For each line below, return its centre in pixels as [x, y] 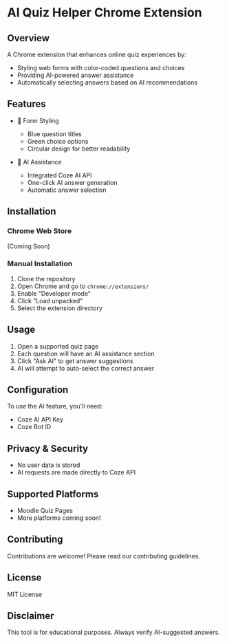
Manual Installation [40, 264]
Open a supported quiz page [58, 346]
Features [26, 104]
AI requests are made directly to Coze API [76, 472]
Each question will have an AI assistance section [86, 353]
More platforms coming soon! [59, 518]
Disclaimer [31, 616]
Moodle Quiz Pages [45, 511]
